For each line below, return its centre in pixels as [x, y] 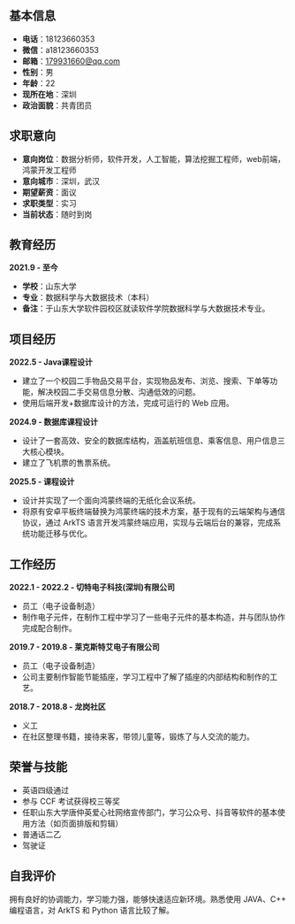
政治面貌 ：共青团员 [57, 105]
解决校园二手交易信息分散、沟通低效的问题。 [119, 392]
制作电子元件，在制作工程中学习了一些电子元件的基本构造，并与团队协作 [153, 617]
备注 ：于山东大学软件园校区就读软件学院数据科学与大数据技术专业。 [146, 309]
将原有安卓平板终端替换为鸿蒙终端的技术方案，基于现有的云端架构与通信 [153, 512]
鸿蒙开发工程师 [49, 170]
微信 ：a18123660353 [61, 50]
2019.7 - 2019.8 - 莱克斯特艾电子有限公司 [85, 647]
